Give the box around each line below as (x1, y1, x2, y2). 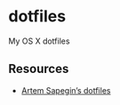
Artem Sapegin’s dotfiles (20, 85, 111, 95)
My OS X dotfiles (8, 36, 70, 46)
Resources (8, 61, 69, 77)
